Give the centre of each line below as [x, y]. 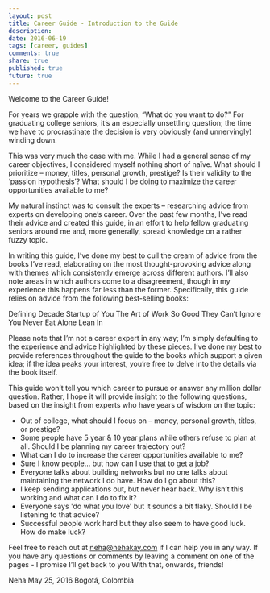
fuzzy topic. [28, 239]
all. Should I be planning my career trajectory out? [103, 446]
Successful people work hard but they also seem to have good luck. [133, 523]
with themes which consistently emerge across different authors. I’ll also [129, 272]
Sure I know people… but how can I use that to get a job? [114, 463]
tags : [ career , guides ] [48, 46]
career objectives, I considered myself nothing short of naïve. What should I [134, 164]
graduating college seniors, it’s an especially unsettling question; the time [130, 122]
